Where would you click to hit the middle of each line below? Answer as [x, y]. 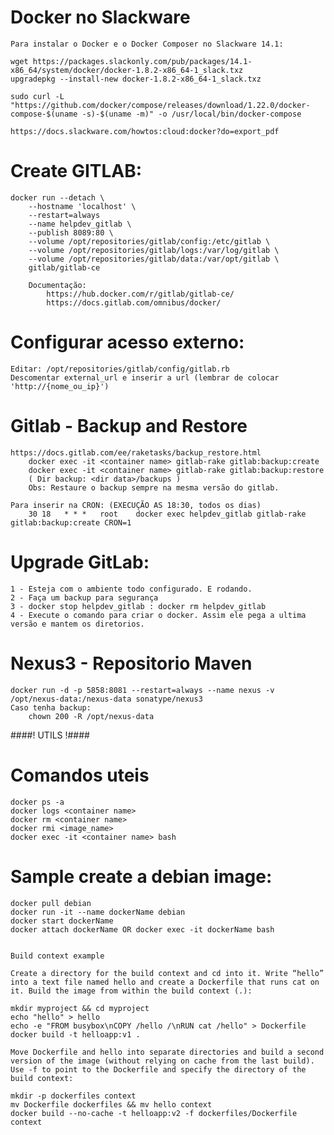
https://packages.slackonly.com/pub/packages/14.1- [142, 61]
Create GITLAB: [76, 171]
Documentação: [57, 285]
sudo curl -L [37, 96]
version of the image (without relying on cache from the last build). [162, 1061]
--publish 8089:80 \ [71, 232]
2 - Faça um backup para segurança [84, 597]
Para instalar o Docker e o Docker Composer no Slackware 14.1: [147, 44]
